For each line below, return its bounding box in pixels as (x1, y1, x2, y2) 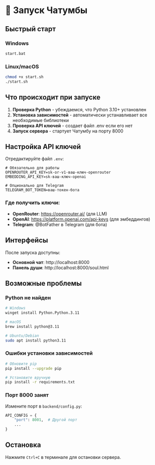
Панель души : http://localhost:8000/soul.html (12, 264, 109, 271)
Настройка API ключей (5, 143, 81, 151)
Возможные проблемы (5, 279, 82, 288)
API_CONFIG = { (5, 413, 37, 418)
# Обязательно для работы (5, 166, 59, 171)
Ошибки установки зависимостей (5, 350, 93, 357)
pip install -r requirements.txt (5, 380, 75, 385)
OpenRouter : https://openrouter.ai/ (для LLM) (12, 211, 107, 217)
